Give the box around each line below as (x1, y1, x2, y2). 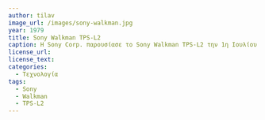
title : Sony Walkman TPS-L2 (8, 33, 102, 42)
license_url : (8, 48, 52, 56)
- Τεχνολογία (15, 70, 59, 78)
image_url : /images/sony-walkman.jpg (8, 19, 133, 27)
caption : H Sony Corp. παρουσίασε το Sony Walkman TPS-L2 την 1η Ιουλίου (8, 41, 258, 49)
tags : (8, 77, 26, 85)
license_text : (8, 56, 56, 64)
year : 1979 (8, 26, 44, 34)
